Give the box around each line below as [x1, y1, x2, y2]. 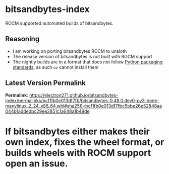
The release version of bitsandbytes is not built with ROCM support [12, 53, 152, 59]
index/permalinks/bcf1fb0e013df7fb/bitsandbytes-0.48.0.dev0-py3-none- [5, 97, 159, 104]
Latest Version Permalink [5, 79, 86, 88]
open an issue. [5, 157, 68, 169]
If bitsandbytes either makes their [5, 126, 150, 137]
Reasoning [5, 35, 40, 43]
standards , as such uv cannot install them [12, 64, 99, 70]
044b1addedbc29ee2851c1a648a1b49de [5, 108, 90, 114]
